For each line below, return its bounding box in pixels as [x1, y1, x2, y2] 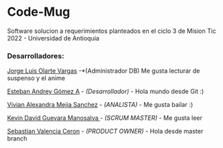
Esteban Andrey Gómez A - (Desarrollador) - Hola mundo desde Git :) [7, 87, 204, 96]
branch [7, 134, 27, 143]
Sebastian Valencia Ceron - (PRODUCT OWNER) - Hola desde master [7, 127, 204, 136]
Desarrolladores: [7, 51, 64, 60]
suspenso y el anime [7, 74, 66, 82]
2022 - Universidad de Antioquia [7, 34, 99, 42]
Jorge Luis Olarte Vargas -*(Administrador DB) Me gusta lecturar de [7, 66, 200, 75]
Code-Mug [7, 4, 71, 20]
